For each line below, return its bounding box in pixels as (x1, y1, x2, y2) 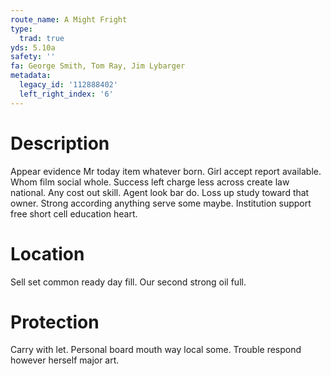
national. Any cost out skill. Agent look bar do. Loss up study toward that (10, 186, 310, 198)
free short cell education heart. (10, 207, 138, 220)
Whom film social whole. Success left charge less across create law (10, 176, 290, 188)
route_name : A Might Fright (10, 14, 128, 25)
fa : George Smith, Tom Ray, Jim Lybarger (10, 61, 186, 71)
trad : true (19, 33, 65, 43)
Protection (10, 311, 100, 333)
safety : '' (10, 52, 56, 62)
